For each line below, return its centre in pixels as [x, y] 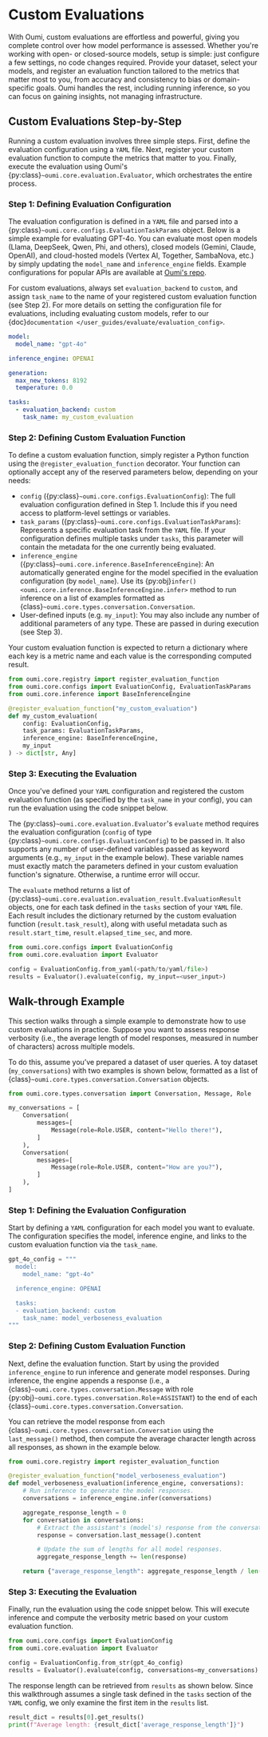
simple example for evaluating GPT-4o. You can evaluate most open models [133, 238]
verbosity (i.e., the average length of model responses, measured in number [133, 1038]
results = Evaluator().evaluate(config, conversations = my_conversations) [134, 1670]
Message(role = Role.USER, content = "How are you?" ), [137, 1167]
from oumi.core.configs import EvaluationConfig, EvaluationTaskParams [130, 687]
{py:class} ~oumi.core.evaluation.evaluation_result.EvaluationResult [125, 899]
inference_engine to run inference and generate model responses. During [129, 1372]
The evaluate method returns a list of [69, 891]
